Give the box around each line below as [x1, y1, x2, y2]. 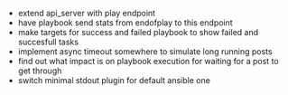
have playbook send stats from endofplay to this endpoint [17, 17, 233, 28]
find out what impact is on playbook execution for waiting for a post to [17, 56, 279, 66]
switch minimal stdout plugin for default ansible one [17, 75, 210, 85]
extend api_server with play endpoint [17, 8, 156, 18]
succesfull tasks [17, 36, 79, 47]
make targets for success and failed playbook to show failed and [17, 27, 259, 37]
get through [17, 65, 62, 76]
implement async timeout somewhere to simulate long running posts [17, 46, 273, 57]
